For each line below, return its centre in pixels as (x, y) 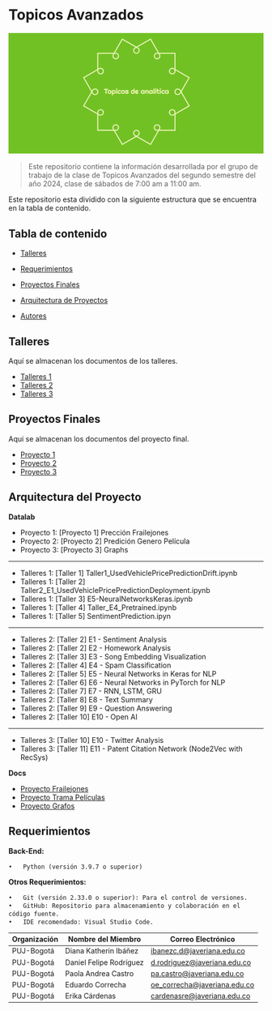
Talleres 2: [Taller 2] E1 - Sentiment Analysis (93, 639)
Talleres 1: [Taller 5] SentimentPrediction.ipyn (96, 616)
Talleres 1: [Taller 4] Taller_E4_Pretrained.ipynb (98, 607)
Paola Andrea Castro (100, 973)
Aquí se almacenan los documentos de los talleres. (93, 361)
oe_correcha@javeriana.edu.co (203, 985)
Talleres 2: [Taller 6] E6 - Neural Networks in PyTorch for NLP (123, 682)
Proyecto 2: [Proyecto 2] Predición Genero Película (105, 541)
